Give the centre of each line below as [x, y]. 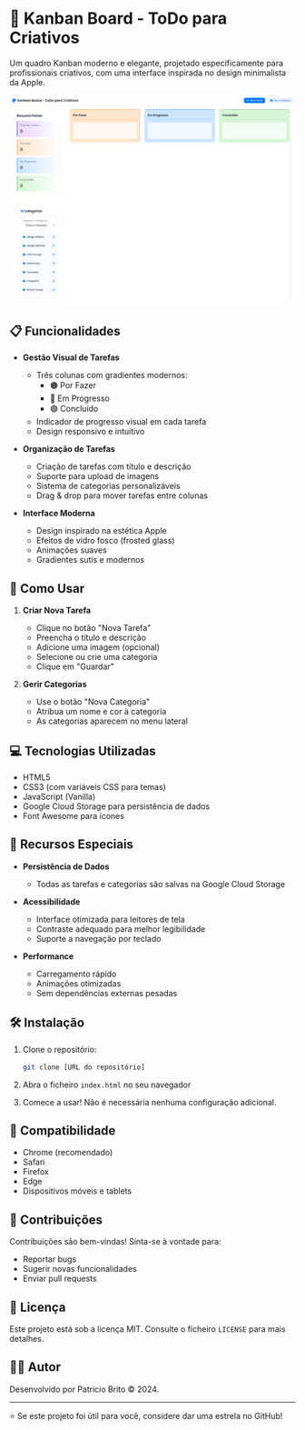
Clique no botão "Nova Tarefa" [93, 628]
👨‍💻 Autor [35, 1367]
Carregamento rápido [76, 974]
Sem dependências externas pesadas [107, 993]
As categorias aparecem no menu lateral [112, 721]
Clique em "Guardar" [75, 666]
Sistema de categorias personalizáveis [108, 486]
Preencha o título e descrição [91, 638]
